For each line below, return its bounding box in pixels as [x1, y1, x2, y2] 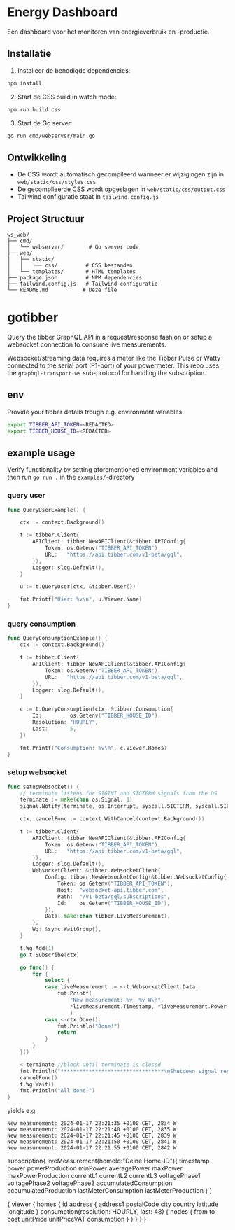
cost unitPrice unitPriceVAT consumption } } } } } [7, 1215, 147, 1224]
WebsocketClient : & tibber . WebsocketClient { [32, 867, 161, 874]
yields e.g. [7, 1107, 37, 1115]
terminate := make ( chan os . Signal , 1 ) [20, 796, 133, 804]
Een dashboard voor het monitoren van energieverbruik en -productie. [7, 27, 210, 36]
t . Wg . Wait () [20, 1081, 55, 1088]
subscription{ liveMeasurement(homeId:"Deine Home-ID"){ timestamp [7, 1156, 210, 1166]
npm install [7, 80, 42, 87]
